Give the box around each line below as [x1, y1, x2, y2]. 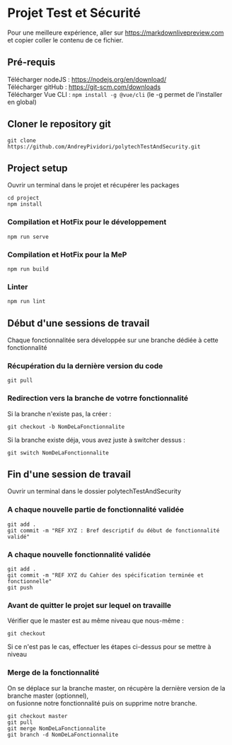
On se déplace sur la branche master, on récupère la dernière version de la [7, 684, 226, 692]
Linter [7, 281, 28, 291]
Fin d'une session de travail [7, 469, 131, 481]
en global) [7, 98, 37, 106]
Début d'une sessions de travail [7, 317, 150, 329]
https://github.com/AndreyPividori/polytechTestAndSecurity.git [7, 143, 201, 150]
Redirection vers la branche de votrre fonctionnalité [7, 394, 189, 404]
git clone [7, 136, 37, 144]
